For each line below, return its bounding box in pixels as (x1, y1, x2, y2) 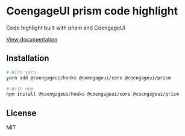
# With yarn (6, 69, 36, 75)
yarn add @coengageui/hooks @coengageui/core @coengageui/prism (6, 75, 171, 81)
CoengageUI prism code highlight (6, 4, 178, 18)
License (6, 108, 37, 118)
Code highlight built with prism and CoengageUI (6, 24, 126, 31)
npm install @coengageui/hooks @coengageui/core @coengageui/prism (6, 91, 180, 97)
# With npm (6, 85, 34, 91)
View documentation (6, 36, 58, 43)
